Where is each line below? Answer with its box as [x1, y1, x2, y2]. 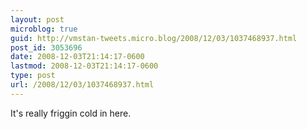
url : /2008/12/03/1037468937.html [10, 80, 155, 90]
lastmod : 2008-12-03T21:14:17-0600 [10, 61, 159, 71]
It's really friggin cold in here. [10, 107, 132, 119]
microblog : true [10, 24, 78, 34]
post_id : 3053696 [10, 42, 83, 53]
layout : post [10, 14, 65, 25]
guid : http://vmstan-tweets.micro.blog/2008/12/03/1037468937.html [10, 33, 298, 43]
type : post [10, 71, 56, 81]
